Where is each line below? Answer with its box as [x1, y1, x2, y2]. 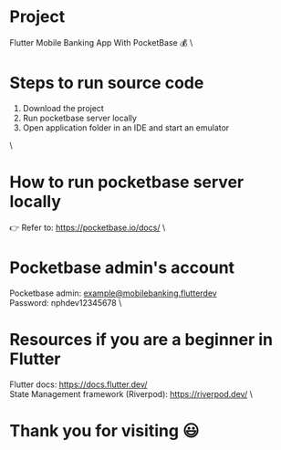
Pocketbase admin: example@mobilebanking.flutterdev [9, 288, 217, 298]
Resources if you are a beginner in [9, 329, 274, 350]
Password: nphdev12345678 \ [9, 297, 122, 308]
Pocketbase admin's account [9, 257, 235, 277]
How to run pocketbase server [9, 172, 245, 193]
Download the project [22, 102, 105, 113]
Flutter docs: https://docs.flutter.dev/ [9, 379, 148, 390]
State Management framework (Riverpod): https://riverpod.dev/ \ [9, 388, 253, 399]
